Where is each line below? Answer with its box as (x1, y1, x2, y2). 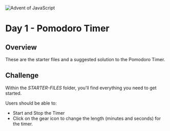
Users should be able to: (5, 100, 57, 106)
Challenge (5, 71, 39, 80)
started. (5, 90, 22, 96)
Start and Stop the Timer (12, 110, 65, 116)
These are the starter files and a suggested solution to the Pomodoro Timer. (5, 57, 165, 62)
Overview (5, 43, 37, 51)
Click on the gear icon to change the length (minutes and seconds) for (12, 115, 161, 121)
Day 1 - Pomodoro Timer (5, 23, 110, 34)
